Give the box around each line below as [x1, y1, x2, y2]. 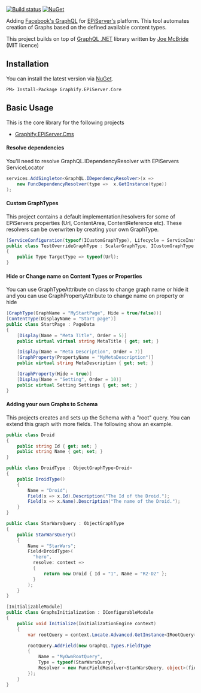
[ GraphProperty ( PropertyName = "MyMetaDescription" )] [17, 355, 154, 361]
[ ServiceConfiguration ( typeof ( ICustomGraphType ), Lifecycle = [6, 237, 165, 243]
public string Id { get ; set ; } [17, 443, 98, 449]
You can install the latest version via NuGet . [6, 75, 114, 82]
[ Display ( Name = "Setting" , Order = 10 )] [17, 376, 121, 382]
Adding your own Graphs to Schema [6, 401, 98, 408]
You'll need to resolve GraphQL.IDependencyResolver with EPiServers [6, 157, 179, 164]
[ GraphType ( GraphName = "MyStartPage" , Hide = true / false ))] [6, 310, 162, 316]
